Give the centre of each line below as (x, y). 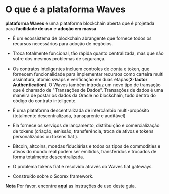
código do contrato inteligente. (44, 101)
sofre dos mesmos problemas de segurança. (59, 58)
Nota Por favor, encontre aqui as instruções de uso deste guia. (71, 186)
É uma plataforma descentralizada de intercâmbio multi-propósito (81, 110)
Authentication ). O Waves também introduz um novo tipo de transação (87, 85)
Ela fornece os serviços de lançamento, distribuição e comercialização (86, 125)
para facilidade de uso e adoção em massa (51, 28)
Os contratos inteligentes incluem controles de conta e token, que (81, 69)
